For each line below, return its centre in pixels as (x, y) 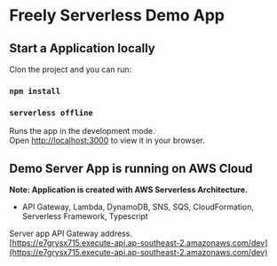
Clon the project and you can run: (71, 69)
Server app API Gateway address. (71, 234)
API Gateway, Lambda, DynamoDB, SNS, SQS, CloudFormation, (138, 207)
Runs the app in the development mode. (82, 131)
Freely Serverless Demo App (117, 16)
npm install (35, 91)
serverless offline (51, 113)
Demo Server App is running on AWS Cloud (131, 168)
